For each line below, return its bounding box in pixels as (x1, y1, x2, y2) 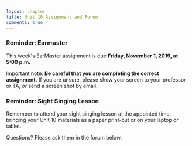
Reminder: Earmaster (6, 39, 68, 47)
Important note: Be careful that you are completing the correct (6, 70, 159, 77)
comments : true (6, 19, 43, 25)
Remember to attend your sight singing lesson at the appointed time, (6, 110, 172, 117)
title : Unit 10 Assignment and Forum (6, 14, 98, 20)
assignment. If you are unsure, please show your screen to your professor (6, 76, 186, 83)
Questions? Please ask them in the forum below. (6, 134, 122, 141)
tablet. (6, 123, 22, 130)
